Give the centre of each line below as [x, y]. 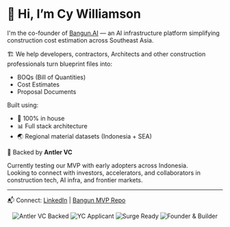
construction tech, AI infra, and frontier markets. [75, 180]
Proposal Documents [47, 91]
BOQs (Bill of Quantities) [51, 77]
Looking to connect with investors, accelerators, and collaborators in [104, 172]
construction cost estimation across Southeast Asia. [80, 40]
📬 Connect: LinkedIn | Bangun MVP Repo [66, 200]
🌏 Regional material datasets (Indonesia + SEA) [85, 136]
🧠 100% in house [41, 118]
